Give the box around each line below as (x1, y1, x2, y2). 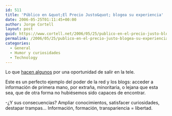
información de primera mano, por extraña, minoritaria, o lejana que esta (5, 84, 158, 90)
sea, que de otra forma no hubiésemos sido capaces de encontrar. (5, 90, 146, 96)
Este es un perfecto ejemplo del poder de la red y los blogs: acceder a (5, 79, 154, 85)
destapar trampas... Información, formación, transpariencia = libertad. (5, 105, 153, 111)
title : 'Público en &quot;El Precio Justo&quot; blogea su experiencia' (5, 12, 164, 17)
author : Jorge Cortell (5, 21, 54, 27)
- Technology (10, 55, 38, 60)
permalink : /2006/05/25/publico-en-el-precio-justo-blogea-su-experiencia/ (5, 36, 170, 41)
